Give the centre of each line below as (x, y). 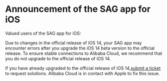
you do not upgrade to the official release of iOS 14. (58, 58)
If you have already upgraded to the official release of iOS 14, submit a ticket (83, 68)
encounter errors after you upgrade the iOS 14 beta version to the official (80, 48)
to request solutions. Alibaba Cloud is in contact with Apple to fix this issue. (83, 73)
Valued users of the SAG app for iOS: (43, 33)
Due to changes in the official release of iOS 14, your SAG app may (74, 42)
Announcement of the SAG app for (78, 9)
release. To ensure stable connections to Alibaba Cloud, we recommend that (84, 53)
